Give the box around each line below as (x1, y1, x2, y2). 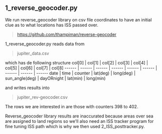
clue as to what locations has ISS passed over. (5, 22, 99, 28)
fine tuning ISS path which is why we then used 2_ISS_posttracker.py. (5, 123, 145, 129)
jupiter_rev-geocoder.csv (17, 94, 68, 100)
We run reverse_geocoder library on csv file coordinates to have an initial (5, 17, 152, 22)
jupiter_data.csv (17, 50, 49, 56)
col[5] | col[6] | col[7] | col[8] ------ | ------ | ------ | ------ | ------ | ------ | (5, 65, 158, 71)
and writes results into (5, 85, 50, 91)
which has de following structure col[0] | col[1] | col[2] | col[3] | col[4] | (5, 59, 148, 65)
